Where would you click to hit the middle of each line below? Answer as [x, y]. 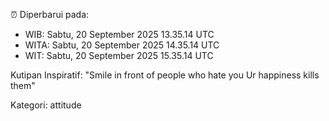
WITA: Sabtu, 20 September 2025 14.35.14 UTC [122, 45]
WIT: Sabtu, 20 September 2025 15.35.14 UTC [119, 55]
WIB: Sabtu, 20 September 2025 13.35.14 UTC [119, 34]
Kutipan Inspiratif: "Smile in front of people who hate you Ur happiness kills [165, 75]
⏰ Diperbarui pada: [50, 14]
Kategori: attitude [46, 105]
